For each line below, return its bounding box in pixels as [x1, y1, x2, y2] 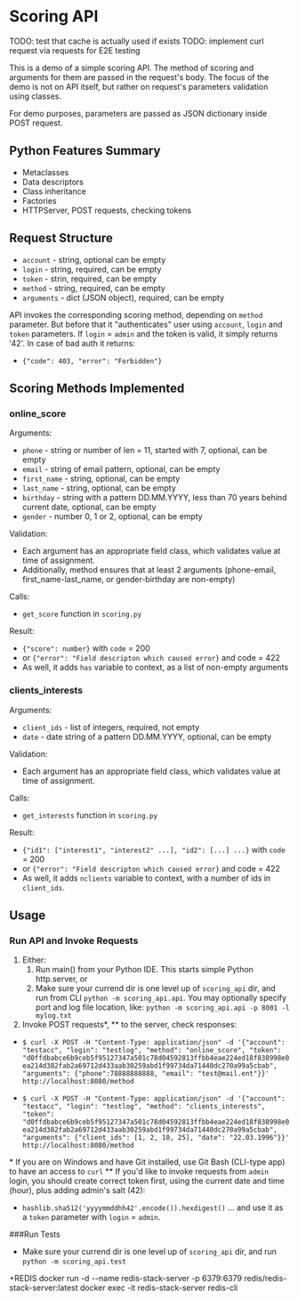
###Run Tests [9, 1229, 60, 1239]
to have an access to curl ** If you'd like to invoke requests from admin [9, 1166, 270, 1177]
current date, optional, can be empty [21, 501, 157, 513]
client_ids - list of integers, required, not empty [21, 721, 200, 732]
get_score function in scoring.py [21, 608, 142, 620]
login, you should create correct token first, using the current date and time [9, 1175, 285, 1186]
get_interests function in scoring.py [21, 809, 158, 820]
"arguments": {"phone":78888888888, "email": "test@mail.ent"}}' [21, 1069, 270, 1078]
